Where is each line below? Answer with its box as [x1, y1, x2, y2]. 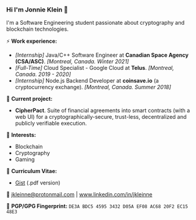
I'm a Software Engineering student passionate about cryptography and [6, 19, 185, 27]
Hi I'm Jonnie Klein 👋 [6, 5, 68, 14]
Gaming [15, 156, 35, 163]
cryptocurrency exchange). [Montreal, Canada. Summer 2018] [15, 84, 171, 91]
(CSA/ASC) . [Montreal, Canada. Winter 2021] [15, 58, 129, 65]
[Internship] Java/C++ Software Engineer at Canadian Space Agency [15, 51, 189, 59]
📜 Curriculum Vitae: [6, 168, 57, 175]
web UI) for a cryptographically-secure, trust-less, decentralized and [15, 113, 187, 121]
